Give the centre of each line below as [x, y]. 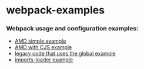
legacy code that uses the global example [65, 54]
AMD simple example [40, 41]
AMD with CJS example [43, 47]
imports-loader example [44, 60]
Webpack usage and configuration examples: [73, 29]
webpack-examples [55, 10]
